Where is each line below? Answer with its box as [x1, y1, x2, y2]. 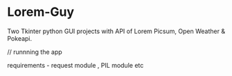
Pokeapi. [7, 34, 33, 42]
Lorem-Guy [7, 4, 75, 20]
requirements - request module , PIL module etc [7, 61, 144, 69]
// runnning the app [7, 48, 62, 56]
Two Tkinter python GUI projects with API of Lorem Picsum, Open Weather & [7, 27, 226, 35]
